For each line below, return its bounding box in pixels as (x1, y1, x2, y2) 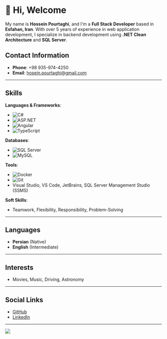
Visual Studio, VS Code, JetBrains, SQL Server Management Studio (12, 182, 150, 188)
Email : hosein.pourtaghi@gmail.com (12, 70, 87, 76)
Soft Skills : (5, 197, 28, 203)
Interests (5, 263, 34, 272)
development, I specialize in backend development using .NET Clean (5, 31, 147, 37)
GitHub (12, 309, 27, 315)
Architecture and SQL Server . (5, 37, 68, 43)
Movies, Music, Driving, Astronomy (12, 276, 84, 283)
